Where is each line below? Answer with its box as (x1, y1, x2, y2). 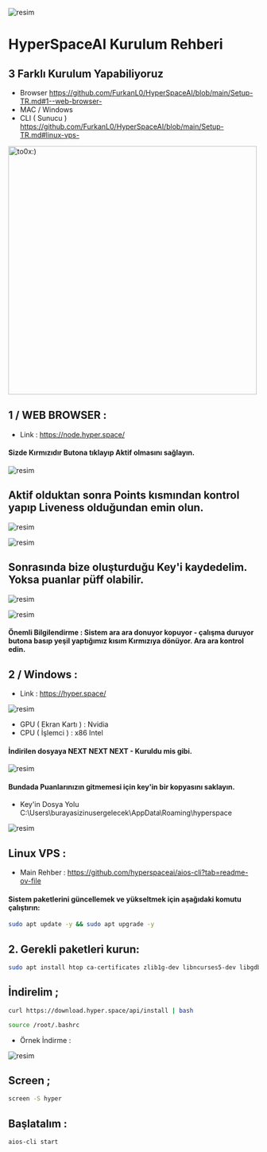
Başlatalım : (8, 1117, 68, 1131)
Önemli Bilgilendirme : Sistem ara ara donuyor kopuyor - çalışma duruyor (8, 628, 254, 638)
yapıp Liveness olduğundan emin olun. (8, 501, 204, 514)
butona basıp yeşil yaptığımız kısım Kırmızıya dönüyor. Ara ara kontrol (8, 636, 245, 646)
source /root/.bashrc (8, 1021, 80, 1029)
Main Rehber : (19, 867, 66, 878)
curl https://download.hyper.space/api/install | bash (8, 1007, 194, 1014)
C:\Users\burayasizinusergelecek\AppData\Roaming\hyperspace (19, 808, 233, 818)
